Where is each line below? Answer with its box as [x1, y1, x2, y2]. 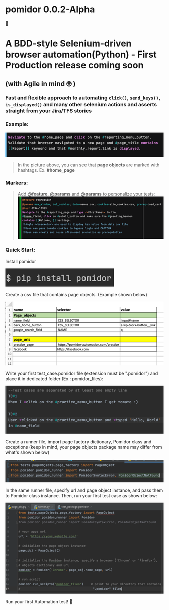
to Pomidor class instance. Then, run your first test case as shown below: [5, 492, 157, 498]
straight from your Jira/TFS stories [5, 107, 92, 114]
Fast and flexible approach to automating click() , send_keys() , [5, 94, 161, 101]
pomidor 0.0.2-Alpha [5, 4, 95, 15]
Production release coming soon [5, 60, 144, 71]
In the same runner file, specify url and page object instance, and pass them [5, 487, 163, 493]
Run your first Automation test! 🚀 [5, 598, 73, 604]
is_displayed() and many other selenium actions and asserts [5, 101, 157, 108]
